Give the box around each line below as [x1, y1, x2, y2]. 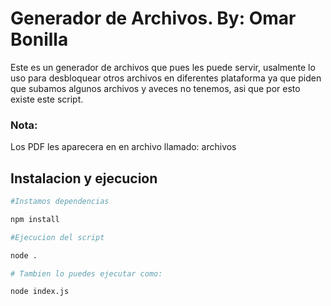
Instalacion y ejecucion [10, 170, 158, 187]
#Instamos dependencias [10, 197, 110, 207]
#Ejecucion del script [10, 232, 105, 242]
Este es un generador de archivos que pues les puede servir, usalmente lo [10, 61, 316, 73]
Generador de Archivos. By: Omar [10, 7, 297, 30]
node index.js [10, 287, 70, 297]
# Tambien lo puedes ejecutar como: [10, 268, 163, 279]
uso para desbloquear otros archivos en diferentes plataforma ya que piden [10, 72, 322, 84]
